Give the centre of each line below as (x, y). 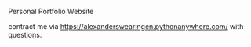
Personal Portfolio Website (51, 11)
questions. (25, 35)
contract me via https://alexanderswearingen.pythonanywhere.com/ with (126, 26)
